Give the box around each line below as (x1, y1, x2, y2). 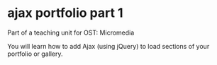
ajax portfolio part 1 (7, 5, 123, 21)
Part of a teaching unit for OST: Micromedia (7, 28, 135, 37)
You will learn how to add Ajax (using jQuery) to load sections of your (7, 42, 210, 50)
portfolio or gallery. (7, 49, 63, 58)
